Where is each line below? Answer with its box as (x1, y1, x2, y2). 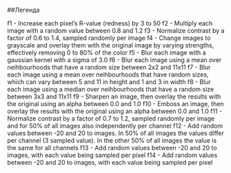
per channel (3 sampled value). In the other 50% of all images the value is (7, 136, 217, 144)
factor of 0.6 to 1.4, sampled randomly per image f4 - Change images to (7, 34, 211, 42)
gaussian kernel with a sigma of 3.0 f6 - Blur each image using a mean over (7, 56, 222, 64)
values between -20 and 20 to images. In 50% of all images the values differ (7, 129, 224, 137)
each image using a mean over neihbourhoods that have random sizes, (7, 70, 209, 79)
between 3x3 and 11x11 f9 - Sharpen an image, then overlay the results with (7, 92, 221, 101)
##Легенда (7, 6, 40, 14)
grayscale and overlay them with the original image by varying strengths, (7, 41, 214, 49)
